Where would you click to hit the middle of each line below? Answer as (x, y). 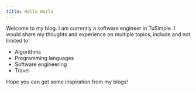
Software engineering (41, 64)
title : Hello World (30, 11)
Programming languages (44, 58)
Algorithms (28, 52)
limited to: (18, 40)
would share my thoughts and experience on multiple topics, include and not (98, 34)
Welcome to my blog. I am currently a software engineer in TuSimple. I (91, 28)
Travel (22, 70)
